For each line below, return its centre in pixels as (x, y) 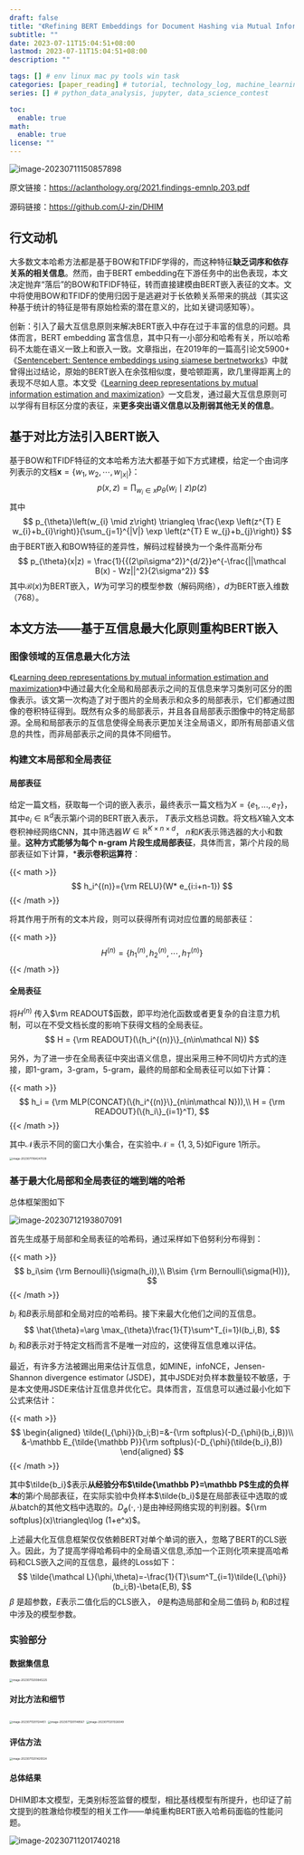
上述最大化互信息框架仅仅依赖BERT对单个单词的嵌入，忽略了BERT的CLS (144, 1539)
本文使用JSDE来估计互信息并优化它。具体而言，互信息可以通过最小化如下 (154, 1389)
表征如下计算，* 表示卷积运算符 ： (79, 854)
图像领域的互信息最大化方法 (70, 656)
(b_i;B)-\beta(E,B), (146, 1586)
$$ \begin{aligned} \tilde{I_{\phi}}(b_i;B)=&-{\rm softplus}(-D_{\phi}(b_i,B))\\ (152, 1432)
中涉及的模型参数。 (45, 1614)
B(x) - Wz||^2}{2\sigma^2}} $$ (152, 571)
